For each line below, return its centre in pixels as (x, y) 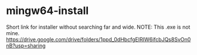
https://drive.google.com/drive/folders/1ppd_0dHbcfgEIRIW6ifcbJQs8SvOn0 (98, 39)
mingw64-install (47, 11)
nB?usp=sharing (26, 46)
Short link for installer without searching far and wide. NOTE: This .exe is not (98, 27)
